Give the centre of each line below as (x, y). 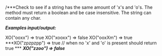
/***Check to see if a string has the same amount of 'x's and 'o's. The (79, 7)
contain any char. (23, 18)
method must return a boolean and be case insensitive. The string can (78, 13)
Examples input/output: (31, 28)
